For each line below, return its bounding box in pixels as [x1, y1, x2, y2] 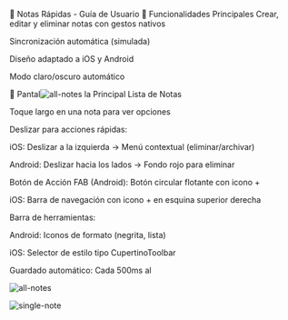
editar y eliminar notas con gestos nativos [9, 18, 166, 29]
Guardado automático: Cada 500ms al [9, 265, 152, 275]
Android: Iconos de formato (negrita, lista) [9, 230, 166, 240]
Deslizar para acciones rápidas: [9, 124, 128, 135]
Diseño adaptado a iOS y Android [9, 54, 134, 64]
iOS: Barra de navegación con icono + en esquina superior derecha [9, 195, 262, 205]
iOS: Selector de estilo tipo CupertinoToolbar [9, 247, 176, 258]
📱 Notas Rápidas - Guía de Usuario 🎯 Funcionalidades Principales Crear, [9, 9, 279, 19]
